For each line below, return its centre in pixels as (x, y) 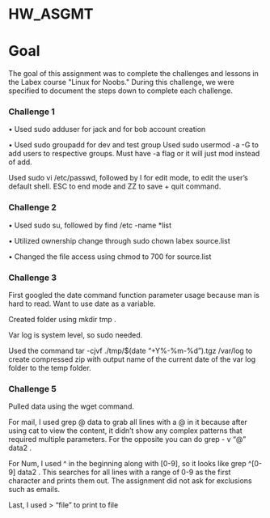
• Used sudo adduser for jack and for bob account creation (107, 129)
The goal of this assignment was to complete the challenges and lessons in (133, 74)
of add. (20, 162)
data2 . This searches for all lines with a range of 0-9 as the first (124, 472)
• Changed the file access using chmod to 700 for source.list (110, 257)
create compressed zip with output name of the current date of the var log (132, 359)
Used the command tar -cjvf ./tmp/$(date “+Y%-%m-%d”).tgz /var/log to (131, 351)
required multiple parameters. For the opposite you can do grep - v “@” (127, 439)
